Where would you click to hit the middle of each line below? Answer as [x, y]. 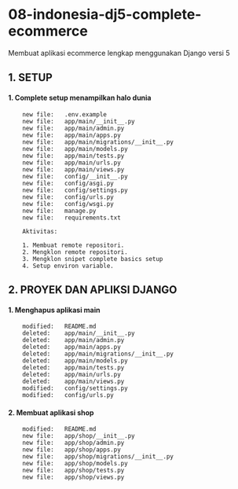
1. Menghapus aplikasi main [54, 310]
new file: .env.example [65, 114]
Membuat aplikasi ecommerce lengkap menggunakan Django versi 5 [119, 53]
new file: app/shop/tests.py [73, 471]
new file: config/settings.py [75, 190]
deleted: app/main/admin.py [73, 340]
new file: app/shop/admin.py [73, 443]
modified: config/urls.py [68, 395]
